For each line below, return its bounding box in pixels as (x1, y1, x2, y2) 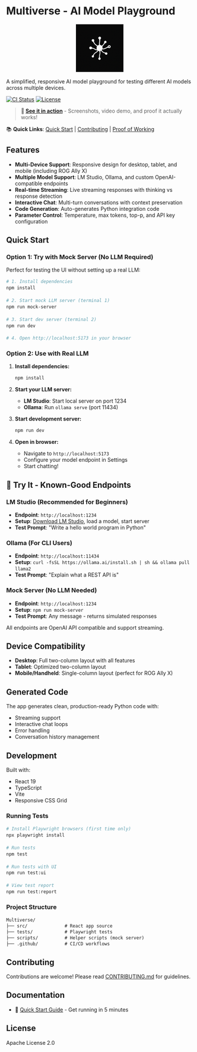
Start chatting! (23, 463, 59, 470)
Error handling (14, 727, 50, 734)
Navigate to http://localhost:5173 (23, 450, 110, 457)
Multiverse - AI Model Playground (6, 4, 176, 18)
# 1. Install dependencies (6, 279, 73, 285)
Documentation (6, 990, 65, 1000)
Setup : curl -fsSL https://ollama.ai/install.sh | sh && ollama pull (14, 559, 190, 566)
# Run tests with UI (6, 864, 58, 870)
